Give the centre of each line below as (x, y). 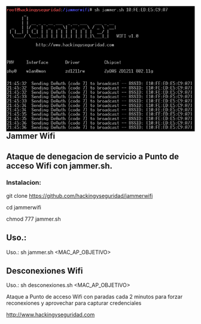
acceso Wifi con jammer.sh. (59, 166)
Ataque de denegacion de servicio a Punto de (93, 156)
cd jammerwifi (24, 207)
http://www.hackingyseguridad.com (51, 315)
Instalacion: (24, 183)
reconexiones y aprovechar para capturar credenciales (74, 303)
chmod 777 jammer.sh (33, 219)
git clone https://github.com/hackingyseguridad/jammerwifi (80, 195)
